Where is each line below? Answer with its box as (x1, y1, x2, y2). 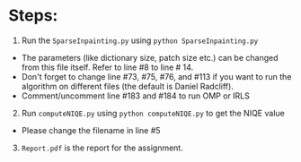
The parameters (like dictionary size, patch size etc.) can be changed (21, 52, 279, 63)
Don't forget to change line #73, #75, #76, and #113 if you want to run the (21, 71, 292, 81)
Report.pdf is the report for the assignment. (21, 142, 183, 153)
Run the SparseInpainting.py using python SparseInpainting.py (21, 35, 259, 46)
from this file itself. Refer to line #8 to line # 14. (21, 62, 194, 72)
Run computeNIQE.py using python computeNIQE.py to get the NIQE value (21, 107, 285, 118)
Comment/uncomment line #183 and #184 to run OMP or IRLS (21, 90, 251, 101)
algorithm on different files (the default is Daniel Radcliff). (21, 81, 235, 91)
